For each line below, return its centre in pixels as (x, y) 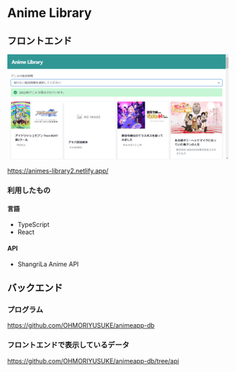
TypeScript (33, 225)
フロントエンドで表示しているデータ (68, 345)
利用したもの (29, 190)
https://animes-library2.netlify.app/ (58, 171)
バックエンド (35, 288)
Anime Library (50, 13)
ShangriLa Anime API (48, 264)
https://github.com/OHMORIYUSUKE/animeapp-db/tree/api (93, 361)
